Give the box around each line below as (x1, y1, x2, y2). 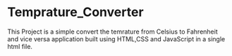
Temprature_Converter (7, 4, 144, 20)
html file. (7, 42, 33, 50)
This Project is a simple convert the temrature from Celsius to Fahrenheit (7, 27, 218, 36)
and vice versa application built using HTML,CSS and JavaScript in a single (7, 34, 226, 43)
